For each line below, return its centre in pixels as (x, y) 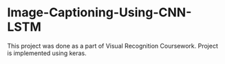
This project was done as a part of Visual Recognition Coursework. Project (112, 46)
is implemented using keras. (47, 53)
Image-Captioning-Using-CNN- (99, 13)
